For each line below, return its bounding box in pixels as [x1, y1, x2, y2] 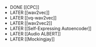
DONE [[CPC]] [9, 4, 40, 10]
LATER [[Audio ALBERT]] [9, 31, 61, 36]
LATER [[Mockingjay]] [9, 36, 55, 42]
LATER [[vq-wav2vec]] [9, 15, 57, 20]
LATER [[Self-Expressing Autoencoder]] [9, 25, 92, 31]
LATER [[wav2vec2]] [9, 20, 52, 26]
